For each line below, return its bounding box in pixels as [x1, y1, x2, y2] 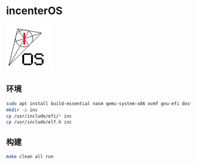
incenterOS [6, 4, 63, 18]
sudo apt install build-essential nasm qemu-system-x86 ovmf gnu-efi [6, 101, 180, 106]
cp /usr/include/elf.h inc [6, 119, 72, 125]
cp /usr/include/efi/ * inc [6, 113, 72, 119]
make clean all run [6, 154, 54, 160]
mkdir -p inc [6, 107, 38, 113]
